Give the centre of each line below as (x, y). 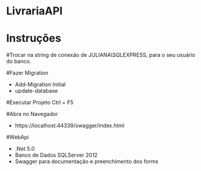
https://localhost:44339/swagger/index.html (70, 126)
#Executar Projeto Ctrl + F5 (40, 102)
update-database (36, 91)
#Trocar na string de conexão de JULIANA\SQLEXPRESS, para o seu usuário (101, 55)
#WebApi (17, 137)
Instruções (34, 39)
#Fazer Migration (27, 73)
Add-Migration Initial (40, 84)
